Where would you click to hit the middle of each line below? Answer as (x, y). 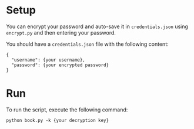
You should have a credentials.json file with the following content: (87, 44)
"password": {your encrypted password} (60, 65)
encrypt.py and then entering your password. (61, 32)
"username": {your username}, (48, 60)
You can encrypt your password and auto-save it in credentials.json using (97, 26)
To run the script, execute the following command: (67, 110)
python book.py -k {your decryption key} (58, 120)
